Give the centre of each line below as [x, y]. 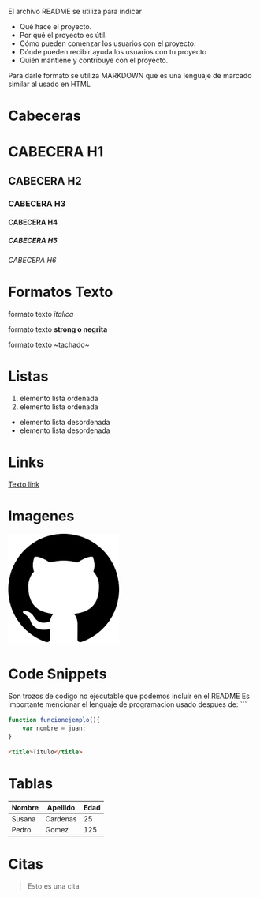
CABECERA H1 [56, 152]
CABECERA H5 [33, 240]
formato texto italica [41, 314]
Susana [24, 819]
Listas [28, 376]
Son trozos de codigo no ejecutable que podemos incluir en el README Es [129, 696]
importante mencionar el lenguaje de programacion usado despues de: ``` [128, 704]
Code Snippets [58, 674]
